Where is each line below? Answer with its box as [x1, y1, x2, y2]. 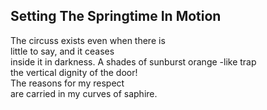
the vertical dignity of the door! [10, 66, 138, 78]
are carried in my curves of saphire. [10, 87, 158, 99]
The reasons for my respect [10, 77, 125, 89]
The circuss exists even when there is [10, 34, 166, 46]
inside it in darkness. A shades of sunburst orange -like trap [10, 55, 257, 68]
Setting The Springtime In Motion [10, 8, 222, 25]
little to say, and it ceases [10, 45, 115, 57]
